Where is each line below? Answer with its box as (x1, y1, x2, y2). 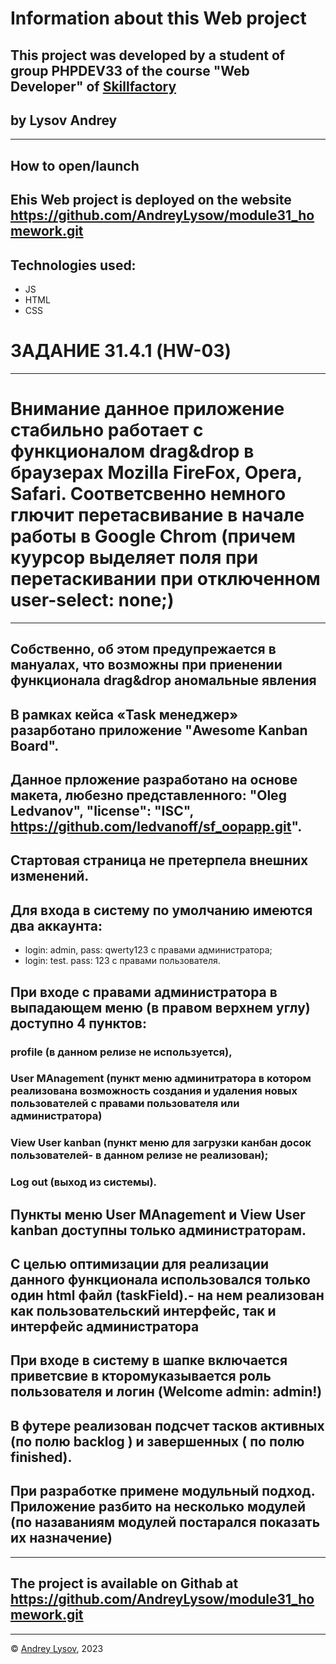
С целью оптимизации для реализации (10, 1256, 270, 1273)
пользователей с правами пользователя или (10, 1097, 240, 1111)
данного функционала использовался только (10, 1272, 311, 1289)
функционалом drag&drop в (10, 440, 255, 463)
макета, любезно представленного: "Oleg (10, 787, 287, 804)
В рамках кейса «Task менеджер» (10, 706, 239, 723)
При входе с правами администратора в (10, 983, 278, 1001)
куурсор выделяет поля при (10, 547, 259, 569)
